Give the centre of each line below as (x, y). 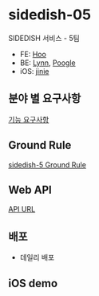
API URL (22, 209)
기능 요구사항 (29, 119)
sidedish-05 (50, 15)
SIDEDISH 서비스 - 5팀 (44, 38)
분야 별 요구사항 (45, 99)
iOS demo (33, 283)
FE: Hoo (33, 54)
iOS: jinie (34, 71)
